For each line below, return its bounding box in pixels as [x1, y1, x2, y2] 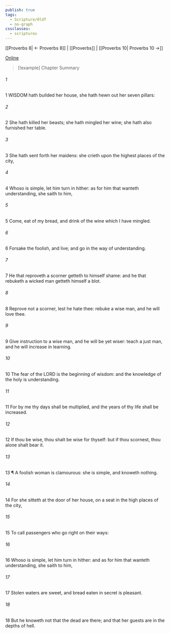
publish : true [5, 7, 36, 13]
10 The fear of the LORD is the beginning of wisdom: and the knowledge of [5, 371, 161, 377]
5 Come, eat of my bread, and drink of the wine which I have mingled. [5, 218, 151, 224]
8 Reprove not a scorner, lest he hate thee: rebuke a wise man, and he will [5, 306, 160, 312]
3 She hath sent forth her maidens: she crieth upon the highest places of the [5, 152, 165, 158]
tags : [5, 12, 17, 17]
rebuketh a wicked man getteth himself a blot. [5, 278, 101, 284]
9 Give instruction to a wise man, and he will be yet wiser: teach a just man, [5, 338, 162, 344]
